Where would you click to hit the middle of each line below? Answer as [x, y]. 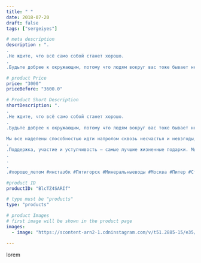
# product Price [26, 78]
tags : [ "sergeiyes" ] [32, 28]
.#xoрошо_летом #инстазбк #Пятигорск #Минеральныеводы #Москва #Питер [96, 172]
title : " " [20, 12]
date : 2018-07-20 [28, 17]
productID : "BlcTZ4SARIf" [38, 188]
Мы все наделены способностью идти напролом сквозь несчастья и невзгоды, [101, 138]
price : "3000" [24, 84]
